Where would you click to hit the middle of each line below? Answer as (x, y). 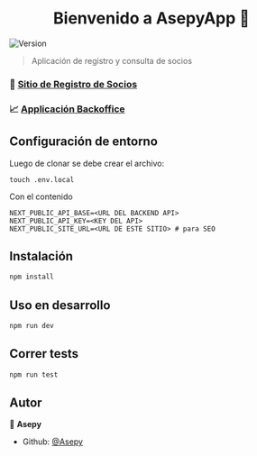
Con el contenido (41, 196)
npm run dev (32, 326)
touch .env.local (42, 179)
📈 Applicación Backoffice (67, 109)
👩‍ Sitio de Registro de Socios (73, 84)
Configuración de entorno (83, 142)
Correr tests (44, 354)
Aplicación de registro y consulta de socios (111, 60)
